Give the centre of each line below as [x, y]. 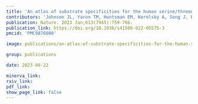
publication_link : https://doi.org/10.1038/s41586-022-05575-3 [85, 28]
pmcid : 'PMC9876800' [32, 33]
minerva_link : [24, 76]
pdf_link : [18, 87]
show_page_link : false [34, 92]
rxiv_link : [19, 81]
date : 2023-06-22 [27, 65]
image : [14, 44]
